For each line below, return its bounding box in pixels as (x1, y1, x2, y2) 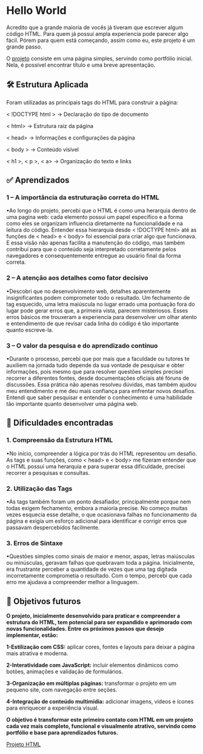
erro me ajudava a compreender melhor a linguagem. (6, 579, 139, 586)
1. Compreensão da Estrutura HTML (6, 436, 113, 445)
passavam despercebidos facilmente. (6, 524, 100, 531)
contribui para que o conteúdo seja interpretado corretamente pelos (6, 246, 177, 253)
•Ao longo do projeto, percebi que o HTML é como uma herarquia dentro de (6, 207, 196, 214)
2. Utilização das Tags (6, 484, 73, 493)
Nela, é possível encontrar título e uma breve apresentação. (6, 61, 156, 69)
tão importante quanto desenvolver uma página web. (6, 400, 138, 408)
